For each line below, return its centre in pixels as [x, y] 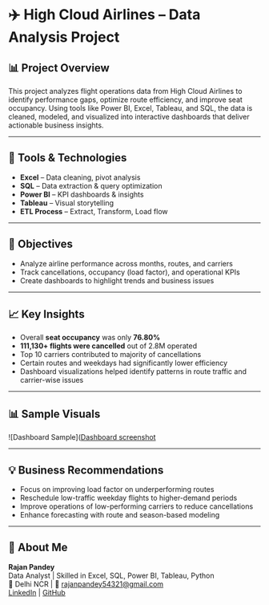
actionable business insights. [56, 125]
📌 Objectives [41, 244]
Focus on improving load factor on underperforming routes [117, 489]
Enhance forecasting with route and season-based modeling [120, 515]
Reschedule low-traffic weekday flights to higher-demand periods [128, 498]
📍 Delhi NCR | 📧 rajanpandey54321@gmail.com [86, 584]
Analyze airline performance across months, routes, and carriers [126, 263]
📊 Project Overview [59, 68]
